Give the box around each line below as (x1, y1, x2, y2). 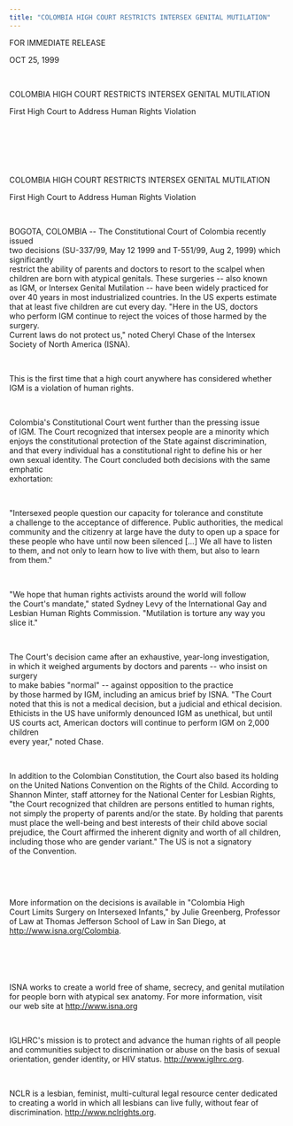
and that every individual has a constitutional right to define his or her (9, 444, 263, 456)
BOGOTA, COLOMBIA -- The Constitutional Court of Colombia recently (9, 226, 266, 236)
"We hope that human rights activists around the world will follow (9, 589, 247, 599)
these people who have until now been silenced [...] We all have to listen (9, 536, 273, 546)
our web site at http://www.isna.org (9, 1000, 138, 1011)
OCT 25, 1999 (9, 54, 60, 65)
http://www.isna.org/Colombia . (9, 925, 122, 936)
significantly (9, 254, 54, 265)
